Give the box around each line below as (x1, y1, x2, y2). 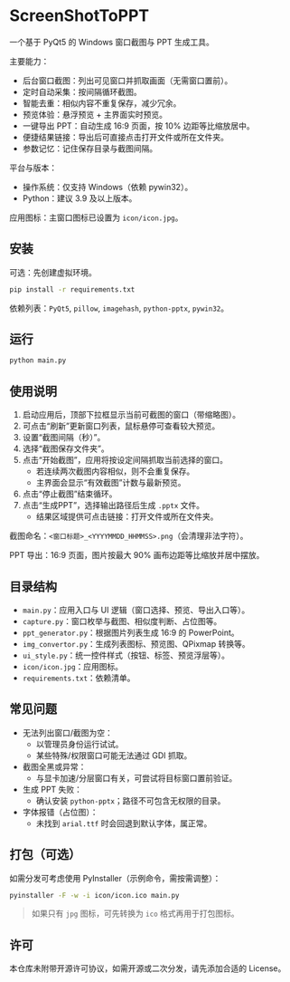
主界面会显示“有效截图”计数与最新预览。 (35, 477, 186, 488)
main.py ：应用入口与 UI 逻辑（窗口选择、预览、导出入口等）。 (22, 604, 250, 615)
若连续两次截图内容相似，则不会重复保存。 (35, 466, 195, 477)
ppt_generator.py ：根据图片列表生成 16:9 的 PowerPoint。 (22, 627, 239, 638)
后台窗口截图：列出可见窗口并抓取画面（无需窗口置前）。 (22, 74, 233, 86)
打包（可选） (9, 847, 81, 862)
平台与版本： (9, 162, 57, 173)
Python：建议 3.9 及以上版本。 (22, 192, 137, 204)
